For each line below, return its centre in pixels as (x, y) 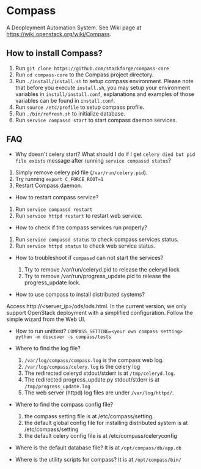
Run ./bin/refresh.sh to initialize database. (70, 113)
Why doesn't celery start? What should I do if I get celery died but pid (105, 154)
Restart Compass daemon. (49, 185)
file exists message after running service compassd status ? (93, 160)
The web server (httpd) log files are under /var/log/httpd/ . (99, 393)
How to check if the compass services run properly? (81, 227)
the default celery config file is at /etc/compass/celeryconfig (100, 435)
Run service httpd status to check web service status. (85, 246)
